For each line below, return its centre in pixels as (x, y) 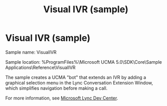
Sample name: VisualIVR (31, 52)
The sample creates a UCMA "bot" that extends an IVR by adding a (76, 77)
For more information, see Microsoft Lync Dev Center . (62, 98)
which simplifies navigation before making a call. (56, 88)
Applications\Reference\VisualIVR (40, 67)
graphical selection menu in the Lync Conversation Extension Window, (79, 83)
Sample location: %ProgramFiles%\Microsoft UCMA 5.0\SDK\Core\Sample (84, 62)
